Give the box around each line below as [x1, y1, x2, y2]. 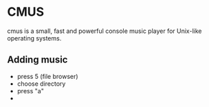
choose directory [16, 80, 66, 88]
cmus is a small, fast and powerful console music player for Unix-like [7, 27, 202, 35]
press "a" [16, 86, 45, 95]
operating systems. [7, 34, 62, 42]
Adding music [7, 54, 68, 66]
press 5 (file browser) [16, 72, 78, 80]
